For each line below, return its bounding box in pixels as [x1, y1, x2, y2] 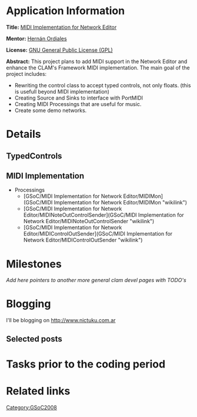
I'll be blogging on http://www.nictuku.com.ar [6, 317, 116, 324]
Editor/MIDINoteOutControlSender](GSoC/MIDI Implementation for [23, 211, 184, 219]
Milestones [6, 257, 62, 270]
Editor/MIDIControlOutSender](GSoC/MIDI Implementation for [23, 230, 173, 237]
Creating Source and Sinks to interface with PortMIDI [14, 94, 143, 101]
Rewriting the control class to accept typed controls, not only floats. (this [14, 81, 191, 89]
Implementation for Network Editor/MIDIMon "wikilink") [54, 199, 187, 206]
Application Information [6, 4, 125, 18]
